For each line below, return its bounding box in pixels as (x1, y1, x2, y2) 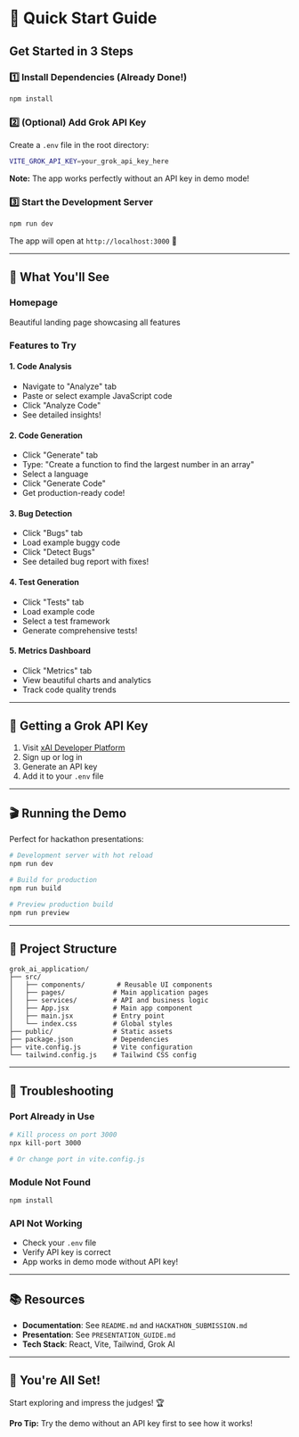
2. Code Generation (9, 430, 83, 441)
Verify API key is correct (21, 1247, 111, 1258)
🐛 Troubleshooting (9, 1083, 114, 1098)
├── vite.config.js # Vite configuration (9, 1043, 193, 1052)
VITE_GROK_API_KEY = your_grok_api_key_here (9, 157, 169, 166)
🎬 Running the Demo (9, 805, 127, 821)
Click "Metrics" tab (21, 665, 93, 676)
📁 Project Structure (9, 941, 117, 956)
